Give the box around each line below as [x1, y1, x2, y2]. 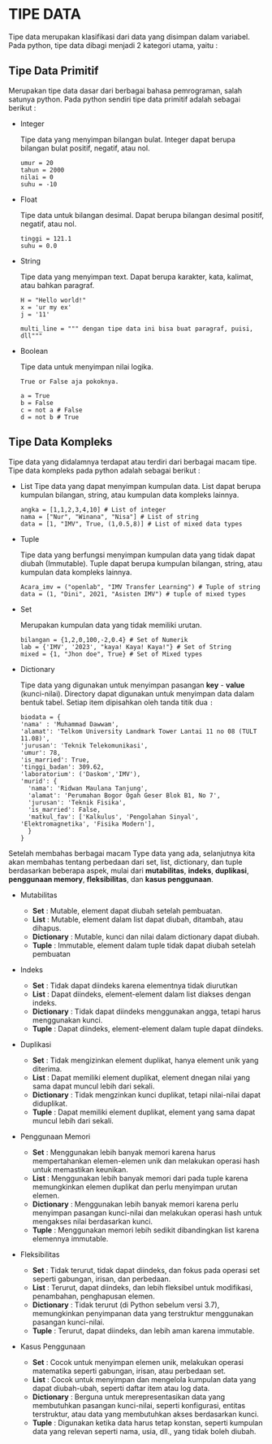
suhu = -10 [19, 180, 58, 188]
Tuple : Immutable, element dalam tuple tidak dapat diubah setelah [32, 940, 256, 950]
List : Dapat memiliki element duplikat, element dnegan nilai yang [32, 1072, 250, 1082]
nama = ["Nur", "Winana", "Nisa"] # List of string [19, 513, 199, 521]
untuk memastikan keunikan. [32, 1164, 128, 1174]
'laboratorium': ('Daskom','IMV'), [19, 770, 141, 778]
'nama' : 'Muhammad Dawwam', [19, 720, 119, 728]
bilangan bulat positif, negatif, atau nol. [19, 143, 150, 153]
